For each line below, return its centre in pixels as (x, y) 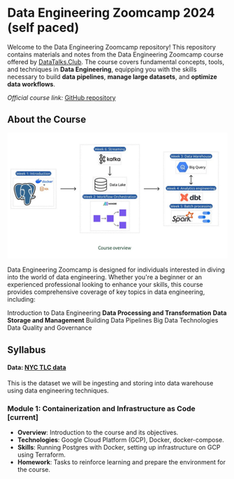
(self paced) (43, 28)
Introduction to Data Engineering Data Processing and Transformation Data (117, 313)
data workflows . (31, 84)
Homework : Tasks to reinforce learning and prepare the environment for (121, 462)
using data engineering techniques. (58, 390)
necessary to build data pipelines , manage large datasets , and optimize (112, 76)
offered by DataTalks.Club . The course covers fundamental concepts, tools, (116, 61)
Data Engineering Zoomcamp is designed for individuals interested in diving (116, 270)
